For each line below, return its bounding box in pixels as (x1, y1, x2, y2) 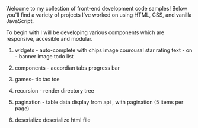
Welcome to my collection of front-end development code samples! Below (6, 5, 188, 12)
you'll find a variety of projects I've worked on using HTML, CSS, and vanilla (6, 11, 192, 18)
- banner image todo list (14, 53, 74, 60)
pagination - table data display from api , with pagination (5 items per (14, 99, 184, 106)
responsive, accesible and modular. (6, 35, 93, 42)
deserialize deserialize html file (14, 116, 91, 123)
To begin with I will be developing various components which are (6, 29, 165, 36)
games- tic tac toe (14, 76, 60, 83)
